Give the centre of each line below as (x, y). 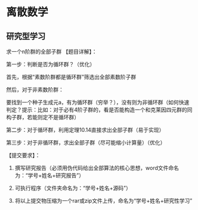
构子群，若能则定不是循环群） (43, 117)
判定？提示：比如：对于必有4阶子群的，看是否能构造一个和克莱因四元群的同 (99, 110)
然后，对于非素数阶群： (35, 89)
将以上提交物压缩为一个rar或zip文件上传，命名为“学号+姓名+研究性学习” (103, 201)
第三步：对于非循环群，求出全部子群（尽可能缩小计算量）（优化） (86, 143)
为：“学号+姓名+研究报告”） (49, 175)
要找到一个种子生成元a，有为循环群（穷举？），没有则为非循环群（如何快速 (98, 102)
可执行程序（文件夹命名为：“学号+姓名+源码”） (73, 188)
